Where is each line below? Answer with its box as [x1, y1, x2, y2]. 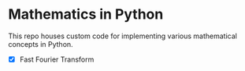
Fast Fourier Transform [19, 55, 95, 64]
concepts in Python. [8, 39, 73, 48]
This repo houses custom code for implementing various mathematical [8, 31, 238, 41]
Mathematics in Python [8, 5, 164, 23]
